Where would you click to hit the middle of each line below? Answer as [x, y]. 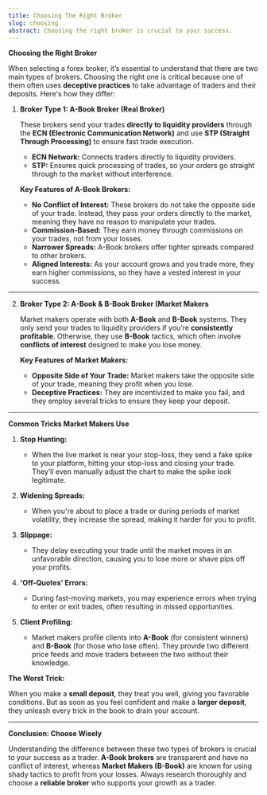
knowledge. [51, 663]
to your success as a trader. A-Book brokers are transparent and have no [128, 758]
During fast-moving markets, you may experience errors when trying [144, 598]
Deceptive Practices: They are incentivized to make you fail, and [138, 393]
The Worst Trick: [37, 679]
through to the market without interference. [102, 174]
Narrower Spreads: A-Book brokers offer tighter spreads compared [143, 247]
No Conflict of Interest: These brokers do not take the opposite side [143, 205]
